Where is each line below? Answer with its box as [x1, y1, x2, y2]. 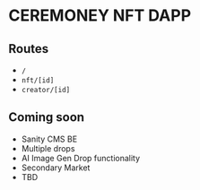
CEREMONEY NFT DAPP [8, 5, 192, 26]
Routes [8, 41, 49, 56]
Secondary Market [21, 162, 91, 173]
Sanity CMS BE [21, 134, 78, 144]
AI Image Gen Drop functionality [21, 152, 141, 163]
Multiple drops [21, 142, 75, 153]
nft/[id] [21, 76, 55, 85]
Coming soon [8, 109, 85, 125]
